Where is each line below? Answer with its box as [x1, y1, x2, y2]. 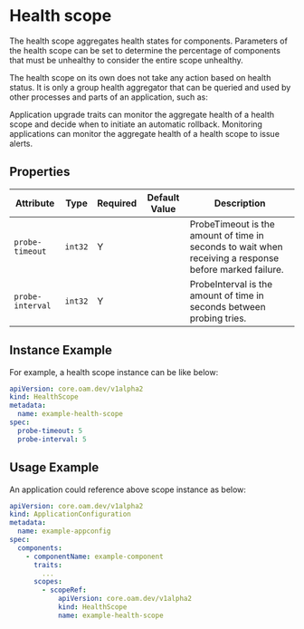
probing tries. [189, 312, 247, 324]
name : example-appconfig [17, 527, 111, 536]
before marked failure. [189, 263, 284, 276]
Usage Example [9, 460, 100, 476]
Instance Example [9, 343, 113, 358]
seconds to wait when [189, 240, 283, 253]
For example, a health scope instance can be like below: [9, 366, 219, 377]
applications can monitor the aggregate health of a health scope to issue [9, 128, 280, 139]
